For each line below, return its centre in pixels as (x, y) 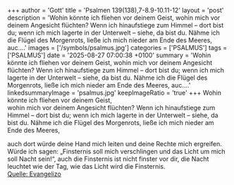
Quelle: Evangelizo (34, 174)
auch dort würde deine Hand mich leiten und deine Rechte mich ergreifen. (115, 144)
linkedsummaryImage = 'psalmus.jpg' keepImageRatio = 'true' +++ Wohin (115, 92)
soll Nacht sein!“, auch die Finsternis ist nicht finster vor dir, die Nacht (108, 159)
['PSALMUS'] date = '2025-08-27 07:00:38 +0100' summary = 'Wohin (109, 55)
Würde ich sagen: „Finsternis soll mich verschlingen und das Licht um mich (116, 151)
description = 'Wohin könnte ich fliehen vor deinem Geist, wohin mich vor (114, 18)
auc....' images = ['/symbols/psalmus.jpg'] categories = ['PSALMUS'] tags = (117, 48)
